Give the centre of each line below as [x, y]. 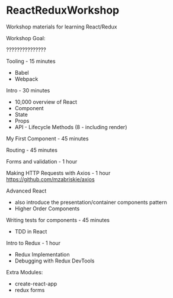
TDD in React [31, 231]
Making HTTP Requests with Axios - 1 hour [58, 173]
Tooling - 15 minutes [31, 61]
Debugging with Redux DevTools [55, 261]
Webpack [26, 79]
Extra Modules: [25, 272]
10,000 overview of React [46, 102]
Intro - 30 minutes [28, 90]
